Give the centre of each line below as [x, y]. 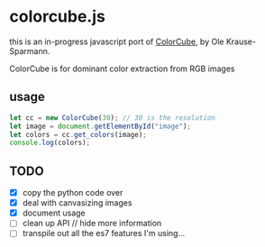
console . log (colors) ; [50, 143]
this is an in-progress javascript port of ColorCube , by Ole [117, 41]
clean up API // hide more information [92, 224]
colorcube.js [57, 17]
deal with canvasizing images [77, 203]
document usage [54, 213]
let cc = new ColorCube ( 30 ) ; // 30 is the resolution [113, 118]
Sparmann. [30, 50]
